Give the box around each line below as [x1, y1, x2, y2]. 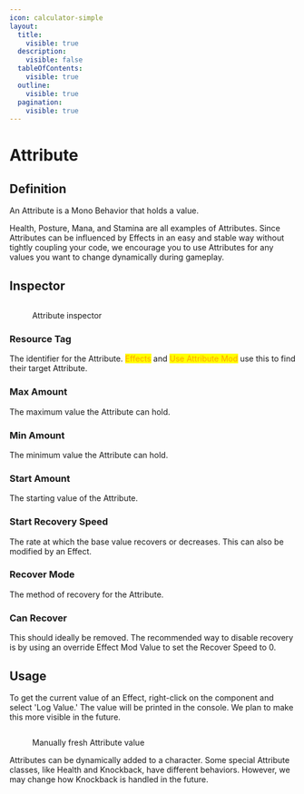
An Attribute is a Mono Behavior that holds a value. [9, 205, 200, 216]
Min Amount [9, 428, 65, 441]
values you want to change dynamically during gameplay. [9, 251, 225, 263]
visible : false [25, 55, 83, 64]
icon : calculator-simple [9, 13, 103, 23]
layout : [9, 22, 39, 31]
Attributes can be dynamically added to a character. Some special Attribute [9, 754, 290, 765]
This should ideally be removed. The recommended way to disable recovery [9, 632, 294, 643]
